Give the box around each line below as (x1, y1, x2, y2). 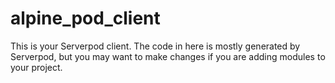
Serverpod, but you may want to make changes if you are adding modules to (10, 50, 326, 62)
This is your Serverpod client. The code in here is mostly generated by (10, 40, 301, 52)
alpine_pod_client (10, 7, 161, 30)
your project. (10, 61, 63, 73)
